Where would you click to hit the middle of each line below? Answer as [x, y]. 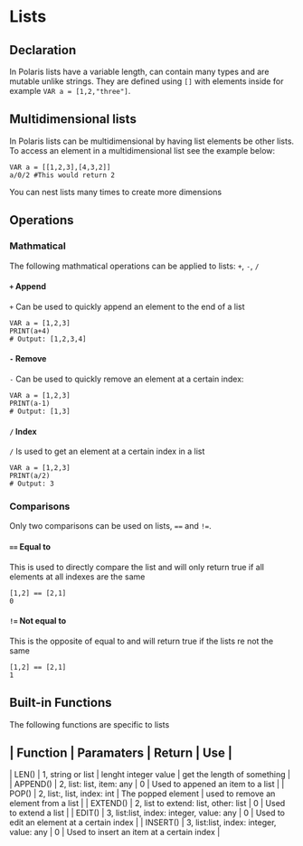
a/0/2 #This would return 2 [62, 175]
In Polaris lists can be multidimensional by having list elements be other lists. [152, 141]
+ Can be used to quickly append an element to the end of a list [128, 306]
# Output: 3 [32, 484]
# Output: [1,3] [40, 411]
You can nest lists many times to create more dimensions [116, 192]
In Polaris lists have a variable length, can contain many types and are [139, 71]
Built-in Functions [61, 703]
